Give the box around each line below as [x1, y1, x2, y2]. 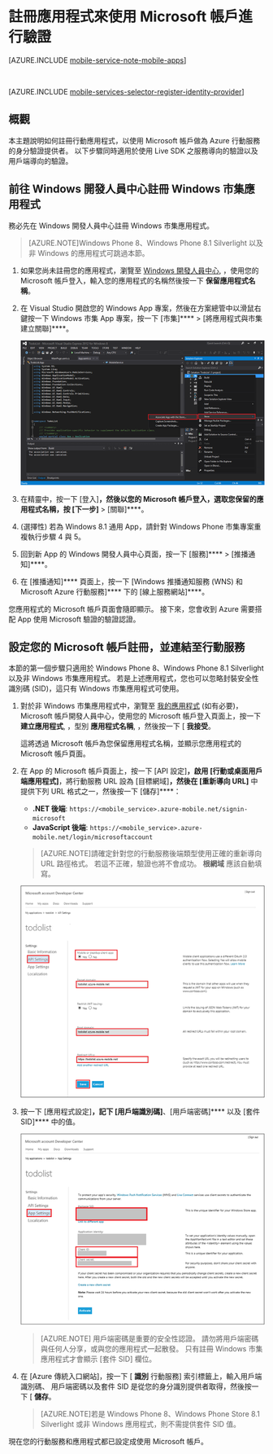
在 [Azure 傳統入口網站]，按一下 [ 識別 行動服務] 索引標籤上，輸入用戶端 [19, 1372, 262, 1382]
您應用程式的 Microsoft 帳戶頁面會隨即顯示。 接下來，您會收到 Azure [8, 604, 240, 613]
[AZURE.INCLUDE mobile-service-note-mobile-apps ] [8, 55, 187, 65]
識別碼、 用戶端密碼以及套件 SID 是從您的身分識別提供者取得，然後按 [19, 1382, 252, 1391]
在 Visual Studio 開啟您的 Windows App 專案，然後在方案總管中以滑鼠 [19, 303, 254, 313]
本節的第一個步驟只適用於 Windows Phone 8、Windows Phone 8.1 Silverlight [8, 663, 264, 673]
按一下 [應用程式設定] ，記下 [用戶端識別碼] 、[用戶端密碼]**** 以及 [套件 [19, 1106, 261, 1116]
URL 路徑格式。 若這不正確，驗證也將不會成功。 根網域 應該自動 [40, 859, 255, 868]
